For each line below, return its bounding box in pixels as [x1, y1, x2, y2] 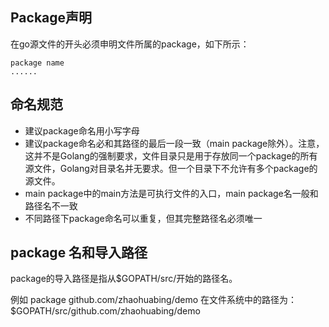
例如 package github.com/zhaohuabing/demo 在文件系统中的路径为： [10, 294, 298, 306]
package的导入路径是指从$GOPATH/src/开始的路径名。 [10, 273, 238, 285]
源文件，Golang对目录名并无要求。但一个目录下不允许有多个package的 [24, 162, 318, 174]
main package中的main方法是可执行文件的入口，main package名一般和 [24, 187, 319, 199]
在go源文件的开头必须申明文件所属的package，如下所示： [10, 38, 250, 50]
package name [10, 58, 65, 68]
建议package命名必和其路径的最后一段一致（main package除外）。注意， [24, 137, 325, 149]
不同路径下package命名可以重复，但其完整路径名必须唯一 [24, 212, 263, 224]
